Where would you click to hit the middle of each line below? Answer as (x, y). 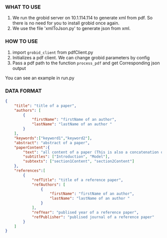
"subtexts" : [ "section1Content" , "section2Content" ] (79, 161)
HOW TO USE (22, 41)
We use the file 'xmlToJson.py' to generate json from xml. (71, 28)
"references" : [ (30, 171)
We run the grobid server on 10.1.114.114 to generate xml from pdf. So (83, 18)
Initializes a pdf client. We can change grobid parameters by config (81, 57)
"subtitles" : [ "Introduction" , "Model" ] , (67, 157)
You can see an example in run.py (40, 78)
